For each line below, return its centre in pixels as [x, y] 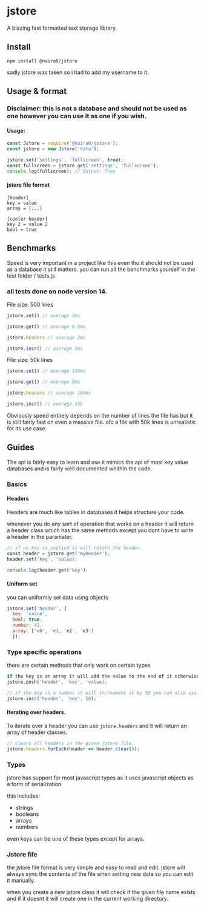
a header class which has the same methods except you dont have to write [100, 530]
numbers [27, 827]
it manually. [21, 881]
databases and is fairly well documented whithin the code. [80, 469]
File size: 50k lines [30, 360]
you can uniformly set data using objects [58, 597]
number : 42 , [28, 626]
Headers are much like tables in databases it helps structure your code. [96, 512]
